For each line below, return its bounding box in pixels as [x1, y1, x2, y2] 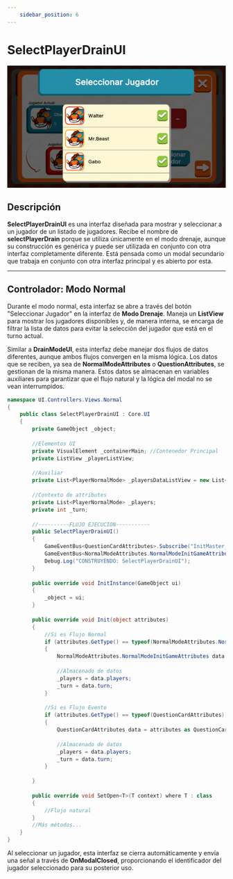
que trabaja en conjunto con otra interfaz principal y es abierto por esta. [7, 257, 213, 265]
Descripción [7, 202, 61, 213]
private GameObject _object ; [32, 426, 116, 433]
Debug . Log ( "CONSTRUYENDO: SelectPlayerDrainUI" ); [44, 557, 191, 565]
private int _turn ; [32, 506, 89, 513]
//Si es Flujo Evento [44, 704, 107, 711]
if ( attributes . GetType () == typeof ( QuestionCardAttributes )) [44, 711, 228, 719]
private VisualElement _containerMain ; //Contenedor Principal [32, 447, 218, 455]
